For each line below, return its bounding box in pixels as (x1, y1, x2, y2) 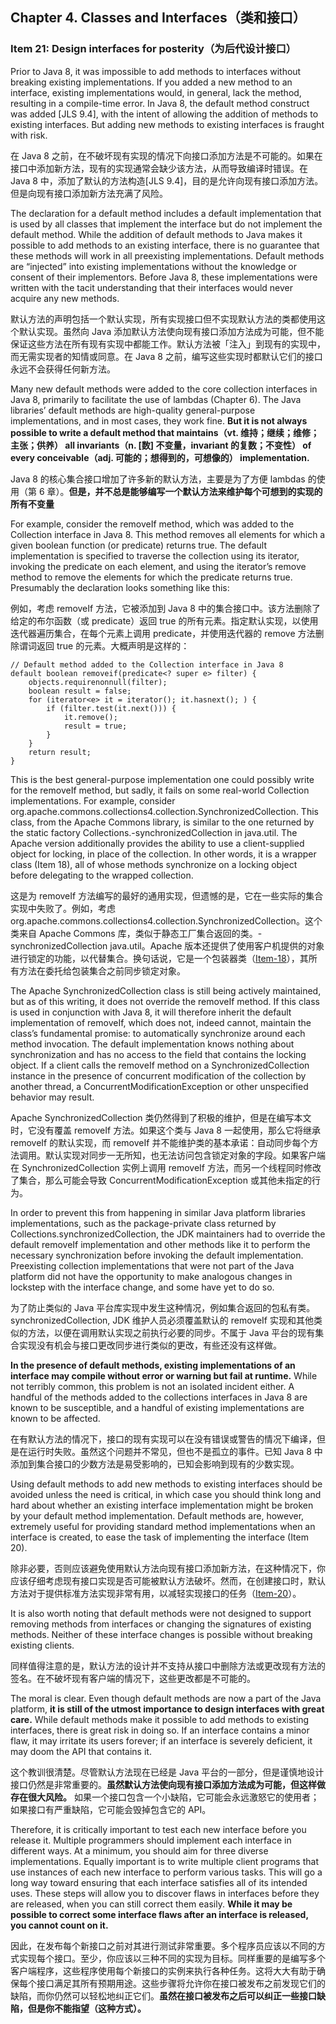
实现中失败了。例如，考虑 (10, 902, 116, 914)
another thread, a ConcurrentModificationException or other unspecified (10, 1080, 309, 1092)
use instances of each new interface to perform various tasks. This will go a (10, 1866, 323, 1878)
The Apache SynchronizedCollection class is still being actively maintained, (10, 984, 322, 997)
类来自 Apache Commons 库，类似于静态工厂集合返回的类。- (10, 927, 263, 939)
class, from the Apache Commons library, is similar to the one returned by (10, 816, 315, 828)
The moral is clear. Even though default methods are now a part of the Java (10, 1692, 322, 1704)
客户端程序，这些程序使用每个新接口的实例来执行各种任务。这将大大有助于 (10, 1964, 317, 1977)
